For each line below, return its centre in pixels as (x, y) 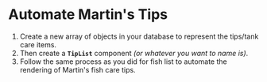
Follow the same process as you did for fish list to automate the (124, 61)
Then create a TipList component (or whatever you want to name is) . (134, 53)
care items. (38, 44)
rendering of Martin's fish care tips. (78, 69)
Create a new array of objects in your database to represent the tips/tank (139, 36)
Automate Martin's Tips (88, 15)
